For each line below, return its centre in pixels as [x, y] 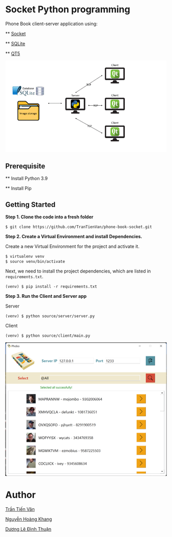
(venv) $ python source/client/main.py [48, 336]
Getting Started [30, 205]
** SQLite [15, 43]
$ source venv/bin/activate [35, 262]
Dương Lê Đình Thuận [28, 529]
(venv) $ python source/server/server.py [50, 316]
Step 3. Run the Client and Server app [46, 296]
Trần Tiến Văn [20, 509]
